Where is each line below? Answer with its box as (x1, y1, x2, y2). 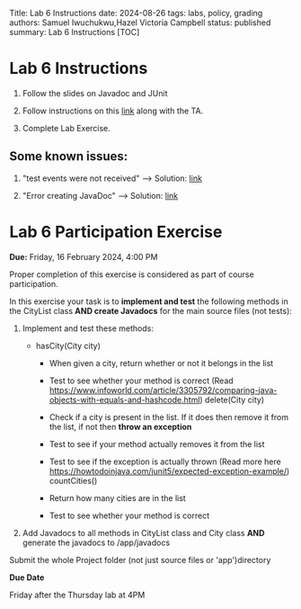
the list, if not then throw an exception (49, 421, 192, 432)
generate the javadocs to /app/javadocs (22, 537, 171, 548)
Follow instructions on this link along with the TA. (22, 105, 204, 116)
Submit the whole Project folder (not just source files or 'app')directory (9, 554, 271, 565)
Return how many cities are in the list (49, 492, 186, 503)
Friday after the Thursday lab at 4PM (9, 589, 146, 600)
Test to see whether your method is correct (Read (49, 375, 234, 386)
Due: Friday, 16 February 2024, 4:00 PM (9, 251, 158, 262)
